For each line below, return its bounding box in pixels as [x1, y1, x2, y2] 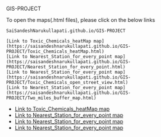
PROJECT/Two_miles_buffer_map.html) [6, 95, 96, 101]
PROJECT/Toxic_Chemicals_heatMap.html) [6, 48, 105, 54]
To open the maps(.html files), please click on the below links [6, 17, 156, 23]
